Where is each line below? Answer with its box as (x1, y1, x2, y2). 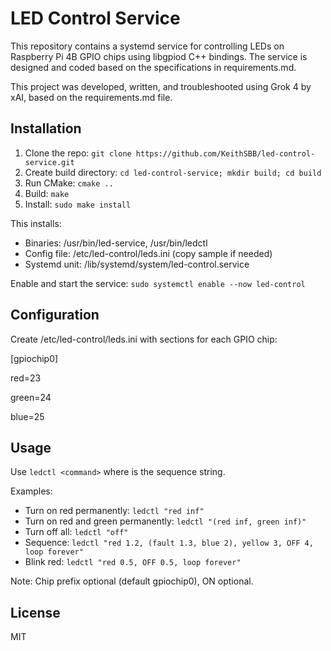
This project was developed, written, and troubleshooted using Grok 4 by (10, 80, 312, 92)
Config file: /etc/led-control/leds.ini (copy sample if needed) (24, 247, 273, 259)
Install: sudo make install (24, 198, 132, 210)
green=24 (10, 391, 52, 403)
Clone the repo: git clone (24, 147, 132, 159)
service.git (24, 157, 75, 167)
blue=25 (10, 410, 45, 422)
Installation (10, 120, 82, 137)
